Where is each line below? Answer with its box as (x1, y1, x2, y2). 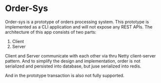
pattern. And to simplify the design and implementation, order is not (5, 58, 141, 64)
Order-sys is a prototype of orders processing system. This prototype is (5, 19, 149, 25)
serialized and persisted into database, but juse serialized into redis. (5, 63, 142, 69)
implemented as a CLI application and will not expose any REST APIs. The (5, 24, 153, 29)
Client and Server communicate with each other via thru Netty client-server (5, 53, 156, 58)
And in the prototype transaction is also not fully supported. (5, 72, 125, 78)
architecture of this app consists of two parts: (5, 29, 96, 35)
